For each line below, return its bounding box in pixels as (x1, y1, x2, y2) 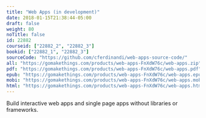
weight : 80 (6, 26, 34, 32)
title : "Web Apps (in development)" (6, 9, 100, 15)
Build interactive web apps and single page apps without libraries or (6, 100, 178, 107)
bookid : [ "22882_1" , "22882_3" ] (6, 49, 89, 55)
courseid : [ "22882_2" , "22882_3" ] (6, 43, 95, 50)
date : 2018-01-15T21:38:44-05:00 (6, 15, 92, 21)
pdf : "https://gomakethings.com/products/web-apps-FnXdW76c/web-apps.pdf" (6, 65, 202, 72)
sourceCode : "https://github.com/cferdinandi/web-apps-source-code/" (6, 54, 188, 61)
